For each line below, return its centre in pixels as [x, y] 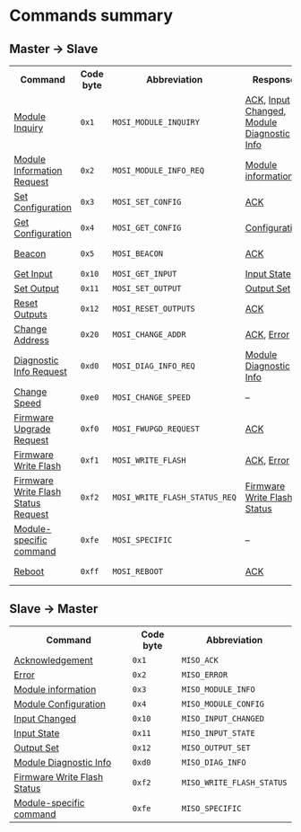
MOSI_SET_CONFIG [147, 202]
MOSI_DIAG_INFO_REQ [154, 366]
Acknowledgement [53, 659]
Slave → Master [54, 609]
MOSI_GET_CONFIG [147, 228]
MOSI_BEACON [138, 254]
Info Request [40, 372]
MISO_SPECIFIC [211, 808]
